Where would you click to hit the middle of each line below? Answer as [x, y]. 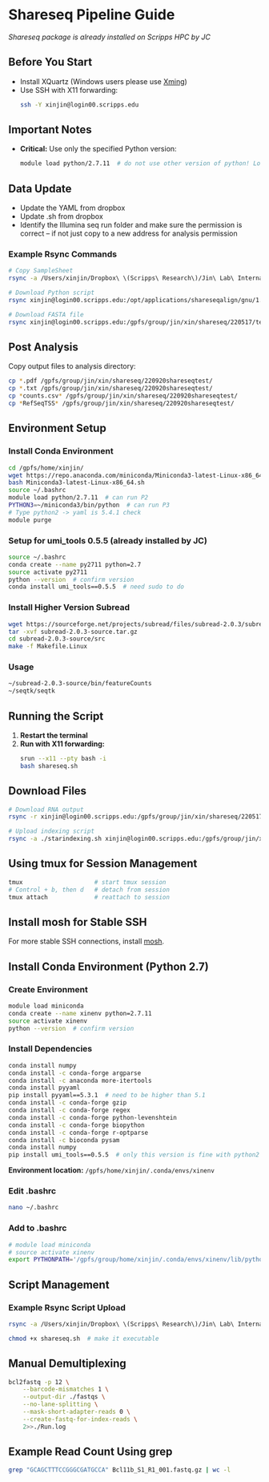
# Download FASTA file [46, 314]
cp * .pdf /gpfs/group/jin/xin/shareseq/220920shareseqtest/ [111, 381]
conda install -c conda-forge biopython [77, 1125]
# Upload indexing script [51, 831]
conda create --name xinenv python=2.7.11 [80, 1013]
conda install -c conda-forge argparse [75, 1073]
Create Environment [48, 989]
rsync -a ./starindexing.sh [55, 839]
